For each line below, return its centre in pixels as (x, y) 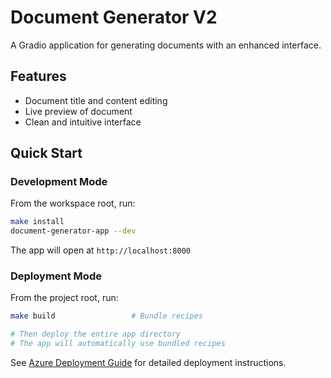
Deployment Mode (56, 276)
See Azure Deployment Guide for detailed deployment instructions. (148, 363)
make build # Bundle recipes (106, 316)
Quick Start (46, 153)
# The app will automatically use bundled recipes (118, 344)
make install (37, 222)
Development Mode (59, 182)
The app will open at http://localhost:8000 (100, 250)
